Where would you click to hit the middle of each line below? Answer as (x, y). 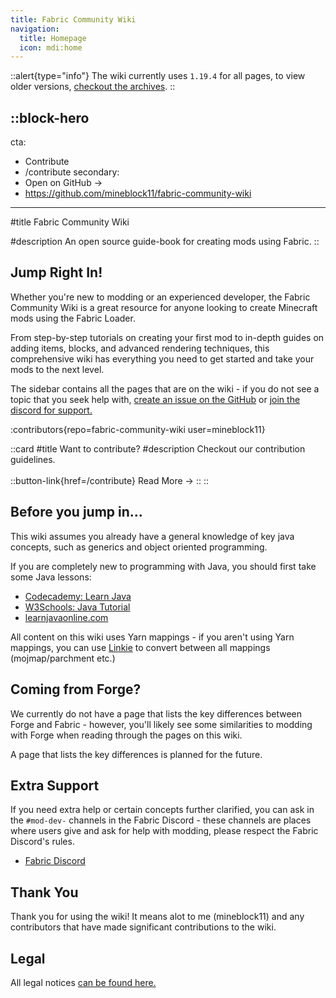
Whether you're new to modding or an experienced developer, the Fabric (160, 297)
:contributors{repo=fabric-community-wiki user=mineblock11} (138, 429)
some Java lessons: (51, 577)
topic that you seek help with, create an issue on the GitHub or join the (155, 399)
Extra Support (55, 785)
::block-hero (50, 117)
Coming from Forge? (76, 689)
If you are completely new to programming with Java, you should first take (163, 566)
